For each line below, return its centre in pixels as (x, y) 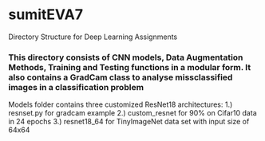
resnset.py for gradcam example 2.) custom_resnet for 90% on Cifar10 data (132, 113)
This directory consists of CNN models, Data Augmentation (126, 57)
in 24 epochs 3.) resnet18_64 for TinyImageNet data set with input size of (129, 122)
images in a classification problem (76, 87)
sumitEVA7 (46, 15)
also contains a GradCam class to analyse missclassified (121, 77)
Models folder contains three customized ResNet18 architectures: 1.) (121, 104)
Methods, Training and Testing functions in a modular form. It (130, 67)
